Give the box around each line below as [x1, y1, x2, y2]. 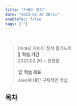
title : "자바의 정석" [5, 7, 45, 12]
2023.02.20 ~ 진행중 [17, 58, 60, 64]
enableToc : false [5, 16, 42, 21]
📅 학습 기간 [17, 51, 39, 57]
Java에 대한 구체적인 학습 [17, 77, 68, 83]
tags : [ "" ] [5, 21, 28, 26]
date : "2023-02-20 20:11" [5, 12, 59, 17]
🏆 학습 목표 [17, 69, 42, 75]
